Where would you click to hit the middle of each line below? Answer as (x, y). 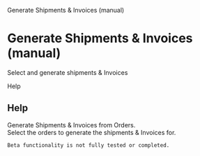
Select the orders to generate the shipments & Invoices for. (92, 132)
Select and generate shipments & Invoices (68, 72)
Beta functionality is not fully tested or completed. (89, 145)
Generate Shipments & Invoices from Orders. (71, 125)
